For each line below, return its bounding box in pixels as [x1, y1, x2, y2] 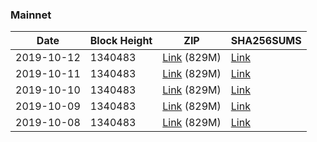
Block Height [89, 34, 153, 48]
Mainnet [10, 8, 52, 22]
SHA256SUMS [230, 34, 302, 48]
